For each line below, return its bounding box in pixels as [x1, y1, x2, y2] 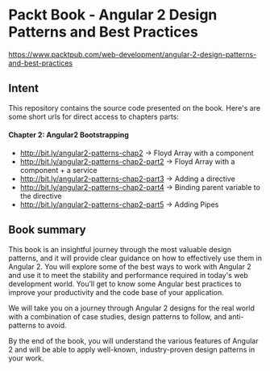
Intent [8, 82, 39, 95]
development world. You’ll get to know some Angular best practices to [8, 279, 242, 289]
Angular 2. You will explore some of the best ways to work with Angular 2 [8, 261, 251, 272]
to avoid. [37, 320, 67, 330]
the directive [19, 191, 62, 200]
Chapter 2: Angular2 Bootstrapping [8, 130, 129, 140]
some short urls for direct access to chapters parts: [8, 112, 180, 121]
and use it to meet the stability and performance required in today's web [8, 270, 248, 280]
